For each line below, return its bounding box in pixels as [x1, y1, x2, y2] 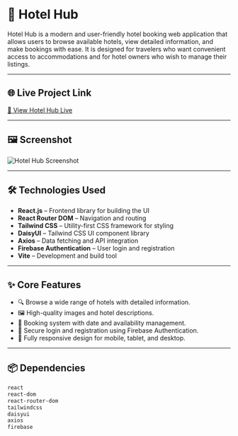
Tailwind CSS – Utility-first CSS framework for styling [17, 222, 174, 230]
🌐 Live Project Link [7, 87, 92, 99]
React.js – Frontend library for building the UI [17, 207, 150, 215]
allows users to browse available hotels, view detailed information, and [7, 37, 214, 45]
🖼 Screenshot [7, 134, 72, 146]
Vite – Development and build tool [17, 251, 117, 260]
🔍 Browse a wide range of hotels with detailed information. [17, 298, 191, 306]
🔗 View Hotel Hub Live [7, 105, 73, 114]
